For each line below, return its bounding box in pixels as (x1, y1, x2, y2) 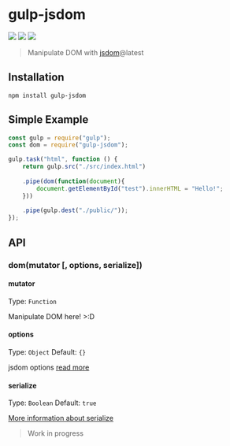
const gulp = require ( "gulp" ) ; (8, 134, 111, 142)
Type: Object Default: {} (8, 347, 87, 356)
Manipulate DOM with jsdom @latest (27, 47, 144, 57)
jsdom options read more (8, 362, 90, 372)
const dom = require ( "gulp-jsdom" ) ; (8, 141, 128, 149)
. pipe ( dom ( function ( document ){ (22, 177, 125, 185)
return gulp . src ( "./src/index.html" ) (22, 163, 147, 171)
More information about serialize (8, 414, 114, 423)
